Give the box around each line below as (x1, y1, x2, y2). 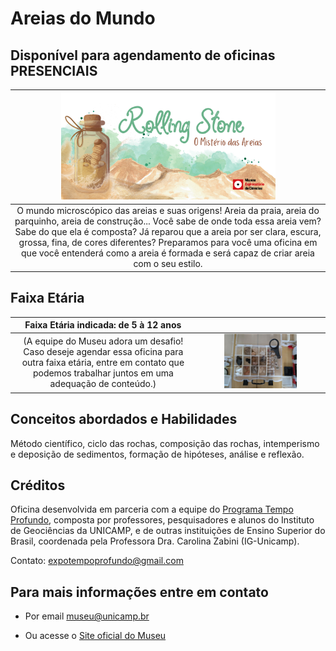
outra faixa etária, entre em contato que (21, 356, 185, 368)
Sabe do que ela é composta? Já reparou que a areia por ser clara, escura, (14, 226, 322, 238)
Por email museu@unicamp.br (24, 610, 150, 622)
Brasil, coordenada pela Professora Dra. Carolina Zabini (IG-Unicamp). (10, 535, 300, 547)
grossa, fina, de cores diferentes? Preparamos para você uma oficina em (18, 237, 318, 249)
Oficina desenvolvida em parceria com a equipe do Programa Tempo (10, 503, 294, 516)
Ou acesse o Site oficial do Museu (24, 630, 167, 642)
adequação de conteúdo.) (49, 377, 157, 389)
